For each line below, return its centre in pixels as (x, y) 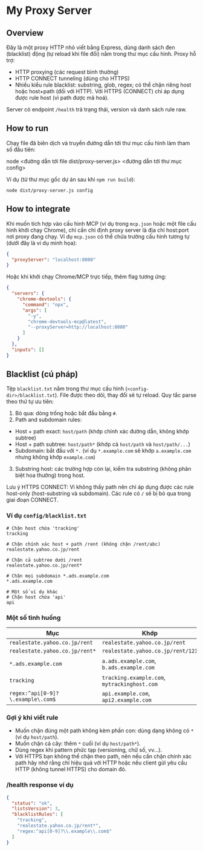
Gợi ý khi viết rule (32, 717)
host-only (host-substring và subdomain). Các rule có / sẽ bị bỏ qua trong (99, 493)
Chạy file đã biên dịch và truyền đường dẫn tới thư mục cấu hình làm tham (98, 143)
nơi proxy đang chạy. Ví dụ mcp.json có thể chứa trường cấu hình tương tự (98, 236)
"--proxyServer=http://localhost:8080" (78, 327)
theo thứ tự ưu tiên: (30, 402)
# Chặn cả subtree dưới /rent (44, 560)
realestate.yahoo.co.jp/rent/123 (150, 651)
